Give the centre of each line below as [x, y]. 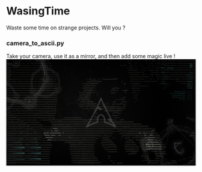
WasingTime [38, 11]
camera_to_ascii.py [35, 43]
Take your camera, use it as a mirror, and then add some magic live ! [91, 56]
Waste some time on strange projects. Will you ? [66, 28]
